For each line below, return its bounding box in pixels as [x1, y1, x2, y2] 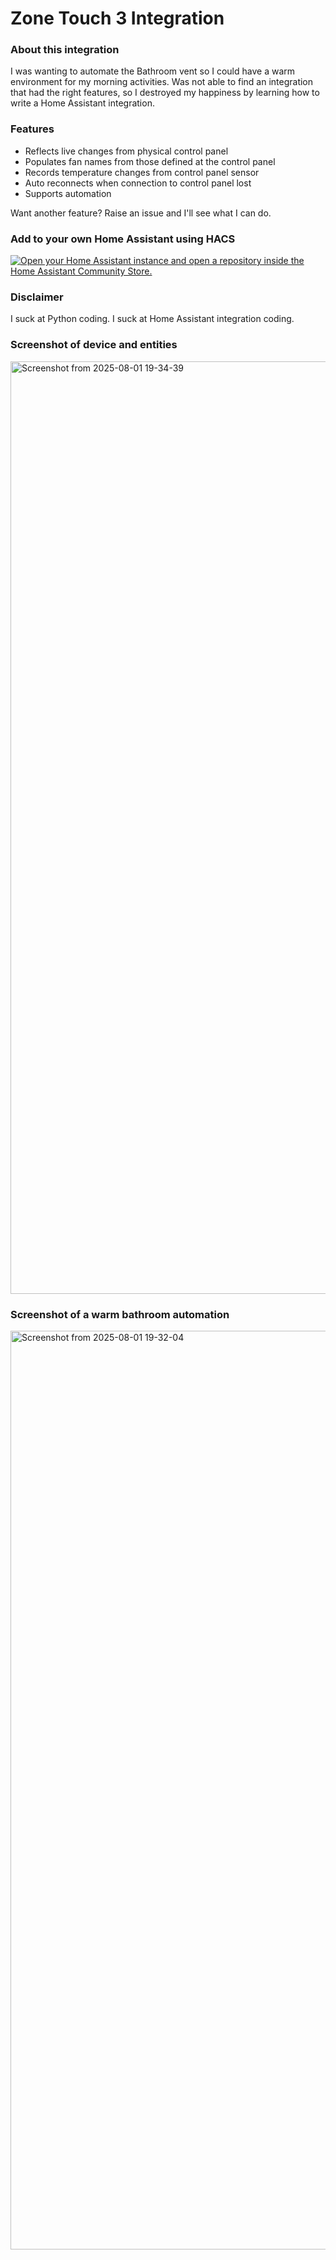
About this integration [10, 43, 120, 57]
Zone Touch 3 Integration [10, 7, 225, 30]
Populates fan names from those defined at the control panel [24, 155, 276, 167]
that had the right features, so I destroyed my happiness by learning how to [10, 87, 320, 99]
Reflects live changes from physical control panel [24, 145, 229, 157]
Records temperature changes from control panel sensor [24, 166, 260, 178]
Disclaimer [10, 290, 64, 304]
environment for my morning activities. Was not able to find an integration [10, 76, 314, 88]
